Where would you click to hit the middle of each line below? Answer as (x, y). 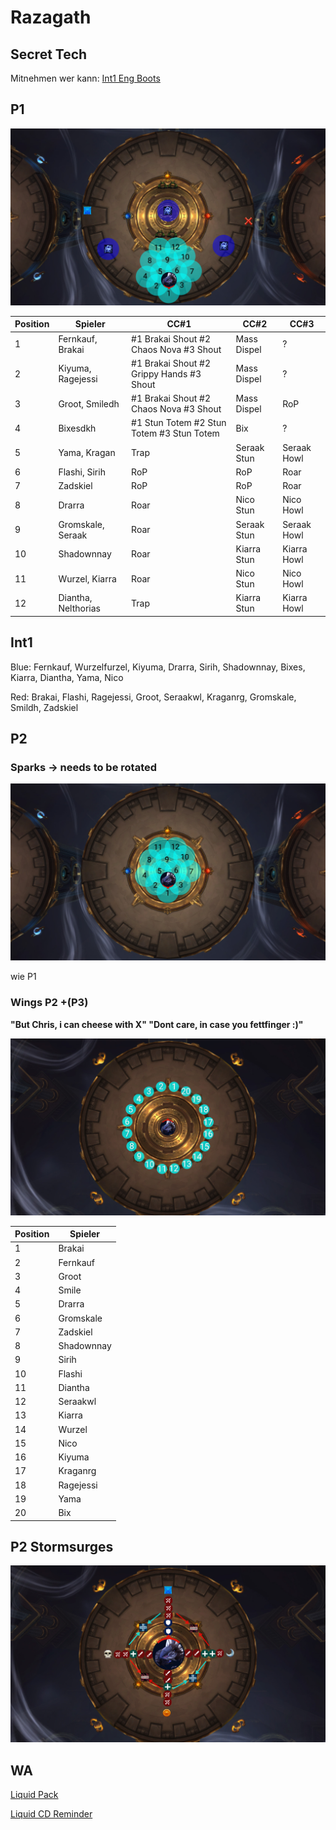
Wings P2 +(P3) (49, 1003)
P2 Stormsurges (62, 1547)
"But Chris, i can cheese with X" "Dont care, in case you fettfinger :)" (157, 1024)
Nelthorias (80, 608)
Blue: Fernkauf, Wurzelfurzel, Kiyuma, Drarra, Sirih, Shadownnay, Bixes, (158, 667)
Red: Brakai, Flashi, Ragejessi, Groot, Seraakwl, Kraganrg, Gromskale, (153, 697)
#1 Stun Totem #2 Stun (179, 423)
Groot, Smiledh (89, 403)
